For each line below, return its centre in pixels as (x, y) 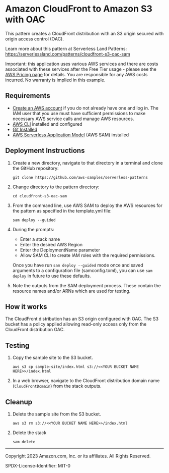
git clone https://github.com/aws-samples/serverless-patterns (80, 177)
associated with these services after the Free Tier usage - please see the (81, 69)
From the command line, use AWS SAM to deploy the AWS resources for (87, 205)
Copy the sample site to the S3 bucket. (53, 358)
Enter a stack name (40, 239)
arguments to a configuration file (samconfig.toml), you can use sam (82, 270)
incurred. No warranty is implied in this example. (55, 80)
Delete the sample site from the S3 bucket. (57, 414)
